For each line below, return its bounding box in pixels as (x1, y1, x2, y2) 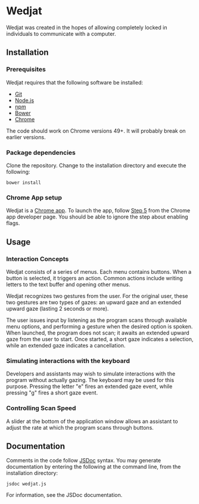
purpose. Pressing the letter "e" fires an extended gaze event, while (6, 383, 173, 390)
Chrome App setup (6, 193, 63, 202)
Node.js (14, 96, 35, 104)
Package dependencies (6, 148, 76, 156)
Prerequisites (6, 65, 46, 74)
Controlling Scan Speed (6, 404, 76, 412)
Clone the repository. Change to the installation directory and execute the (6, 162, 186, 169)
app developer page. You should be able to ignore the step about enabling (6, 213, 189, 221)
